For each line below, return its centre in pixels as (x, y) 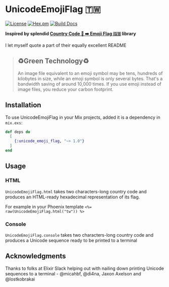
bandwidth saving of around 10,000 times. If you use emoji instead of (89, 84)
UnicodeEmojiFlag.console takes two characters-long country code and (79, 235)
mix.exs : (14, 122)
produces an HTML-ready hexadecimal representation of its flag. (73, 197)
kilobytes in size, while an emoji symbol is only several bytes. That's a (90, 79)
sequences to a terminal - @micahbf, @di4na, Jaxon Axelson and (73, 273)
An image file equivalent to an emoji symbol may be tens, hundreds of (90, 73)
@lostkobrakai (20, 279)
